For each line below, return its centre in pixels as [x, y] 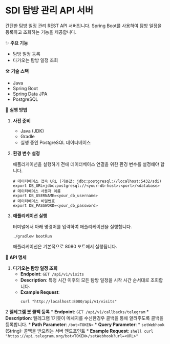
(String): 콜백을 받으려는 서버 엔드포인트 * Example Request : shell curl [79, 331]
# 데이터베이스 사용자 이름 [37, 191]
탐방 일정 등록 [26, 54]
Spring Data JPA [30, 94]
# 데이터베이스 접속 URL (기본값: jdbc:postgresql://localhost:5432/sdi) [87, 181]
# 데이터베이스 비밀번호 [34, 201]
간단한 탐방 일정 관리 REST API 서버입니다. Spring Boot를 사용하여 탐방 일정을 [83, 26]
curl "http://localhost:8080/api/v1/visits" [69, 302]
